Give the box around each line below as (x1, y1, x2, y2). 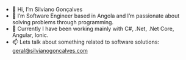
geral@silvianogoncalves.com (12, 47, 88, 54)
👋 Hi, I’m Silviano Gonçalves (12, 6, 83, 13)
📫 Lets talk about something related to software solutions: (12, 38, 160, 45)
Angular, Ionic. (12, 32, 49, 39)
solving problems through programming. (12, 19, 114, 25)
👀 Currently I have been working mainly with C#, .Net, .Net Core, (12, 25, 174, 32)
